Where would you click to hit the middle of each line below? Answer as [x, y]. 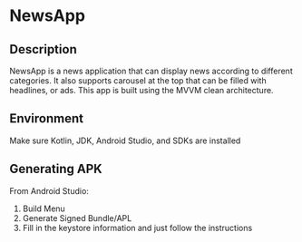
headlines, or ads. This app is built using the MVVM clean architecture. [141, 90]
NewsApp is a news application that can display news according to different [151, 71]
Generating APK [56, 169]
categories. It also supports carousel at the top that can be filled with [138, 81]
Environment [47, 119]
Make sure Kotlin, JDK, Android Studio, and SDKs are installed [125, 140]
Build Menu [44, 208]
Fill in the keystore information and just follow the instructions [137, 227]
